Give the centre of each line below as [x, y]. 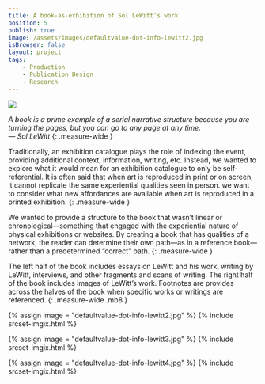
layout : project [35, 52]
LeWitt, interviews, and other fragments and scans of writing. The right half [131, 275]
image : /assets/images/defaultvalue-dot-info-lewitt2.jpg [106, 38]
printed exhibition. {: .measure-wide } [69, 202]
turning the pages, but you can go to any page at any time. [105, 127]
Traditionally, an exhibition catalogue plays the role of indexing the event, [127, 151]
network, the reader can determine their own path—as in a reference [120, 242]
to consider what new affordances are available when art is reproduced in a [131, 193]
